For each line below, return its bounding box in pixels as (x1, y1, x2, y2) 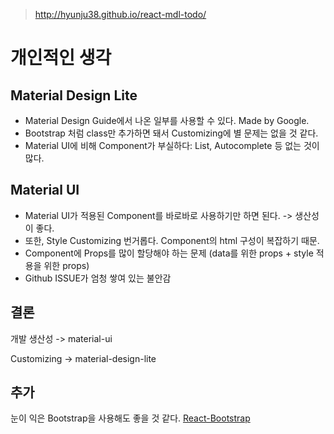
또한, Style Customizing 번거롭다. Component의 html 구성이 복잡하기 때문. (24, 234, 320, 246)
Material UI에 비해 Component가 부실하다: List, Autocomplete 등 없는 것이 (24, 140, 320, 151)
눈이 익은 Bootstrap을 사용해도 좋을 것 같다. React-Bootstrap (10, 412, 251, 424)
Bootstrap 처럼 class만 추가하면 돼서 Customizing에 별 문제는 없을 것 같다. (24, 127, 319, 139)
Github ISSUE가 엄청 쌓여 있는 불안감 (24, 272, 172, 284)
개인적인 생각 (10, 47, 112, 69)
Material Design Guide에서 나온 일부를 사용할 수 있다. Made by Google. (24, 115, 310, 126)
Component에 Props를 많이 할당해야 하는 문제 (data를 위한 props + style (24, 247, 314, 259)
